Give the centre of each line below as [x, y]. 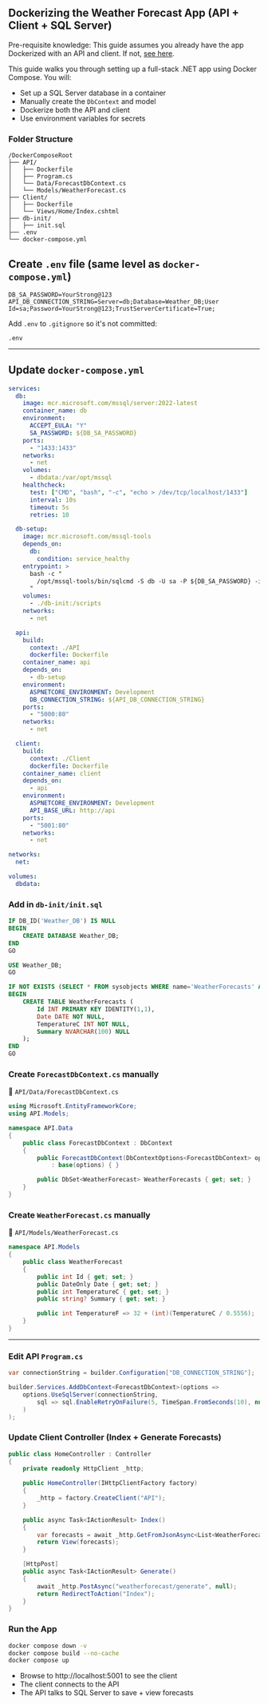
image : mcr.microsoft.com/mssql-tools [87, 537]
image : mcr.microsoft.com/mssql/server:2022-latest [110, 403]
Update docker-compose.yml [77, 370]
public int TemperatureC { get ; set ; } [103, 1292]
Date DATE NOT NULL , [71, 1017]
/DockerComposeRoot [41, 156]
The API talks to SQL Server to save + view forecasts [106, 1693]
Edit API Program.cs [46, 1356]
